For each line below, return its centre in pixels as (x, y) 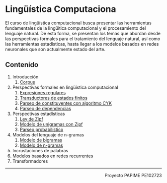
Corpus (27, 82)
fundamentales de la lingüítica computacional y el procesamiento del (76, 28)
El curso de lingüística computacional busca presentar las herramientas (78, 23)
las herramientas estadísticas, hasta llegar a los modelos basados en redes (82, 44)
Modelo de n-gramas (41, 145)
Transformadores (30, 161)
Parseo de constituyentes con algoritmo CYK (66, 103)
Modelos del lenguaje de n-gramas (48, 134)
